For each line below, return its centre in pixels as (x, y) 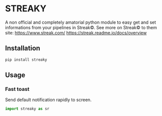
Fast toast (17, 89)
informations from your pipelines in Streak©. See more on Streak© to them (81, 27)
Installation (23, 48)
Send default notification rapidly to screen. (49, 100)
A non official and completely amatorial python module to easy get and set (81, 22)
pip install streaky (26, 60)
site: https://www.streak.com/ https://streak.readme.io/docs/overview (76, 33)
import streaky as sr (27, 109)
